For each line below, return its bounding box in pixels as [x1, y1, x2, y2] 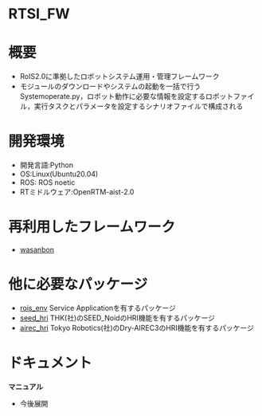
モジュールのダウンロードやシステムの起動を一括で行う [19, 81, 201, 92]
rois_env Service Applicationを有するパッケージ [19, 303, 177, 312]
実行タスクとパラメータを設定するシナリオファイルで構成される [33, 101, 244, 112]
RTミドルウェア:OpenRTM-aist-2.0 [19, 187, 135, 197]
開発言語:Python [19, 160, 74, 170]
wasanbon [19, 245, 54, 254]
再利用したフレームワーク [8, 218, 176, 236]
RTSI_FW [8, 5, 70, 23]
